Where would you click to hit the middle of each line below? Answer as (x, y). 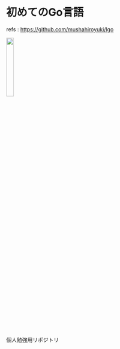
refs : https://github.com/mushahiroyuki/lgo (60, 29)
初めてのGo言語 (45, 12)
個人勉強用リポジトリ (32, 339)
